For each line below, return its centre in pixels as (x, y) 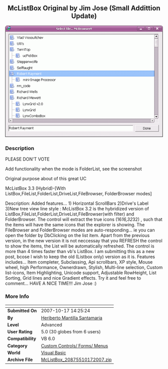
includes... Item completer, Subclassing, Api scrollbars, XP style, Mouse (79, 262)
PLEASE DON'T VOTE (27, 159)
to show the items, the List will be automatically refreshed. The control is (80, 246)
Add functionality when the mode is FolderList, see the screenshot (73, 169)
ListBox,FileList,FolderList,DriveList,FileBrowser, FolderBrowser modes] (78, 194)
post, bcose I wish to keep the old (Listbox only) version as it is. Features (80, 257)
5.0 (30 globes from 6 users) (71, 332)
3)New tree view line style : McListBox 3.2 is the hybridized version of (77, 209)
